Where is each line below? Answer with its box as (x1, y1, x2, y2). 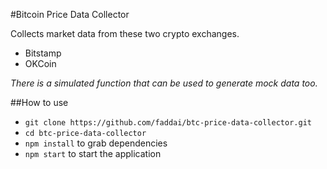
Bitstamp (24, 47, 62, 59)
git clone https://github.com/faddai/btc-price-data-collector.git (24, 118, 312, 128)
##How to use (10, 97, 69, 108)
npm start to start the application (24, 148, 162, 159)
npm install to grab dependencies (24, 137, 168, 149)
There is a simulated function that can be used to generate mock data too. (10, 77, 318, 89)
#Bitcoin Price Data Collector (10, 9, 130, 20)
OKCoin (24, 58, 57, 69)
